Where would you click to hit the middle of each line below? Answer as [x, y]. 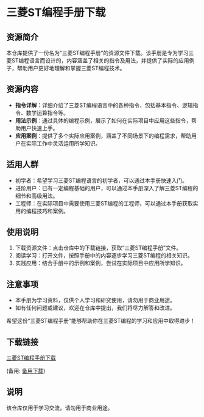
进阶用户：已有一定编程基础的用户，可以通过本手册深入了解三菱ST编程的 [107, 188]
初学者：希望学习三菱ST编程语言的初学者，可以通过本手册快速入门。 [101, 180]
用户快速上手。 [39, 128]
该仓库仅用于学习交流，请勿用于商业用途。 [60, 408]
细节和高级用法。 [37, 196]
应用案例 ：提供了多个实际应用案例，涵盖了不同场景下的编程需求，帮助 [103, 136]
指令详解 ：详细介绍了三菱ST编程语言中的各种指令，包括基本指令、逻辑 [104, 105]
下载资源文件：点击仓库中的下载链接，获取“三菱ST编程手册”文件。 [98, 248]
